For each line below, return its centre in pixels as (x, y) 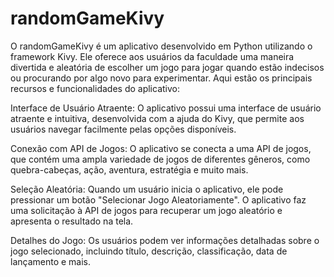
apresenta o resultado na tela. (72, 221)
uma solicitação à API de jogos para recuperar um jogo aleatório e (146, 210)
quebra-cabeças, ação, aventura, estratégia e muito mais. (129, 169)
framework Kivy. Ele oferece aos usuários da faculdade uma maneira (152, 56)
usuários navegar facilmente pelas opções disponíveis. (123, 129)
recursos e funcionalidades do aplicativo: (95, 88)
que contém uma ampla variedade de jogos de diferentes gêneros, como (160, 159)
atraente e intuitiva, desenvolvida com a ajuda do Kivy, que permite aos (157, 118)
